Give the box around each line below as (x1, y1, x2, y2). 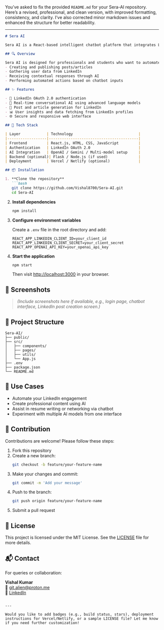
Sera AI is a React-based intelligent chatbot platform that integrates (5, 42, 156, 47)
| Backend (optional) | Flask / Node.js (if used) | (5, 154, 141, 159)
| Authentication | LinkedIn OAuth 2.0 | (5, 145, 141, 150)
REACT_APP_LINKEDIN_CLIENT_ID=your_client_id (12, 236, 106, 241)
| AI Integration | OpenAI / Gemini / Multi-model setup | (5, 150, 141, 155)
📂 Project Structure (5, 318, 64, 326)
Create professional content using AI (12, 400, 86, 406)
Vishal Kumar (5, 579, 33, 585)
